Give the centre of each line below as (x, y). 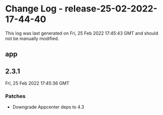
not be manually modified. (32, 38)
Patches (16, 96)
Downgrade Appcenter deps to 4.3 (48, 107)
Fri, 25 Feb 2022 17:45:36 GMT (37, 83)
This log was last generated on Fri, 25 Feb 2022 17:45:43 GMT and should (82, 33)
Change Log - (34, 9)
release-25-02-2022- (111, 9)
